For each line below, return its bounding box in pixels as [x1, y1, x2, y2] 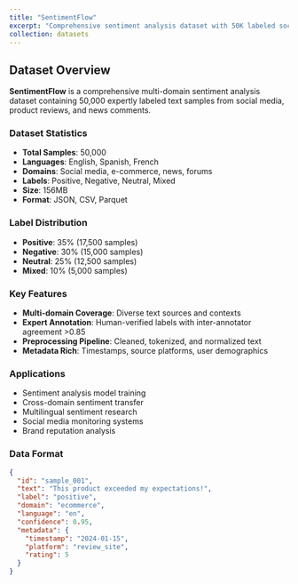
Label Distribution [9, 217, 88, 229]
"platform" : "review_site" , [25, 542, 129, 551]
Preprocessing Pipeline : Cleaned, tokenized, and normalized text [21, 336, 262, 347]
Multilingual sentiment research [21, 406, 137, 418]
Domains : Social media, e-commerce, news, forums [21, 166, 213, 177]
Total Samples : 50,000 [21, 148, 106, 158]
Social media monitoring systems [21, 416, 144, 427]
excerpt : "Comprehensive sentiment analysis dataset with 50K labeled [9, 21, 276, 30]
